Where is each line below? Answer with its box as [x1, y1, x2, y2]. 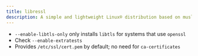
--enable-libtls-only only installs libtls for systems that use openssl [14, 30, 186, 37]
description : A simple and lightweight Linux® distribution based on [6, 14, 181, 20]
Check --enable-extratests [14, 37, 82, 44]
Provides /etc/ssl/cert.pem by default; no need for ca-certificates [14, 42, 181, 50]
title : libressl [6, 8, 46, 15]
